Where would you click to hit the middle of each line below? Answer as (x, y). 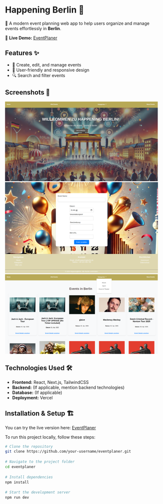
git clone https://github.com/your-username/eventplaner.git (68, 452)
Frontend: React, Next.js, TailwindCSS (50, 382)
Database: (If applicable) (37, 393)
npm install (17, 482)
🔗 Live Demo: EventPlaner (31, 38)
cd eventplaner (20, 467)
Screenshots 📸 (28, 92)
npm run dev (17, 498)
